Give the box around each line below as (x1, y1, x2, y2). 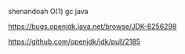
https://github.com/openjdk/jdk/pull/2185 (8, 37, 141, 46)
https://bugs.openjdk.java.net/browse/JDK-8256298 (8, 22, 177, 31)
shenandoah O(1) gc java (8, 7, 89, 16)
